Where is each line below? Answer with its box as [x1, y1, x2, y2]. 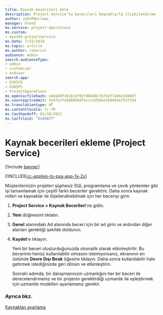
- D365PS [5, 84, 23, 89]
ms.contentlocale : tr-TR [5, 107, 56, 112]
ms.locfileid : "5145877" [5, 116, 56, 121]
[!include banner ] [5, 164, 40, 169]
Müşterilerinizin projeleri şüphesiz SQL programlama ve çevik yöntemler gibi [5, 183, 159, 189]
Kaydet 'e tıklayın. [12, 236, 48, 242]
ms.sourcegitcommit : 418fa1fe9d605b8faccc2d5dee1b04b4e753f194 [5, 98, 137, 103]
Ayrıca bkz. [5, 293, 33, 300]
